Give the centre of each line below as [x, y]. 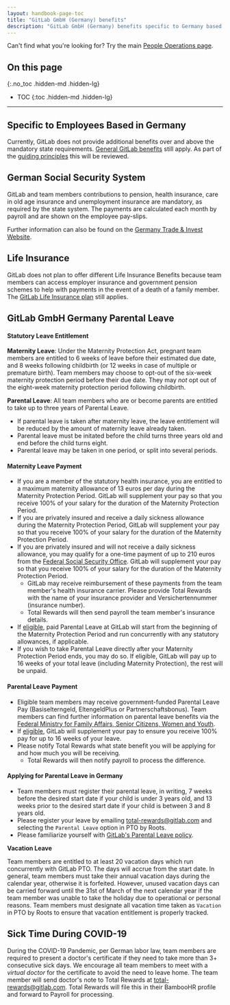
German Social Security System [76, 178]
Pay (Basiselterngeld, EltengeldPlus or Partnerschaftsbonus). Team [112, 709]
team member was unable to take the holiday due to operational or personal [114, 898]
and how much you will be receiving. [69, 753]
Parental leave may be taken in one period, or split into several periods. [117, 451]
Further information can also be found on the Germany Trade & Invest [105, 229]
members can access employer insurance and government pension [102, 282]
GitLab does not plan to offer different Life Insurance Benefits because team [114, 274]
